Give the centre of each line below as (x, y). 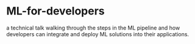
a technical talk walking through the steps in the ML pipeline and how (93, 28)
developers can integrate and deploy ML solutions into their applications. (98, 34)
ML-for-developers (55, 11)
